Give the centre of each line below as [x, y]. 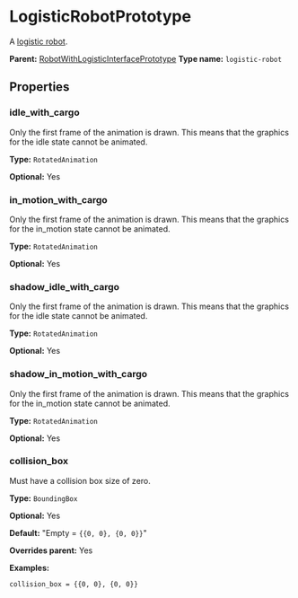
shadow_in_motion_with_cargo [79, 374]
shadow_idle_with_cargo [64, 286]
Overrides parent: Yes [51, 550]
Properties [39, 87]
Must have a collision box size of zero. [80, 480]
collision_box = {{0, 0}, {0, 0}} [74, 584]
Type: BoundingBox [44, 498]
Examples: [29, 567]
